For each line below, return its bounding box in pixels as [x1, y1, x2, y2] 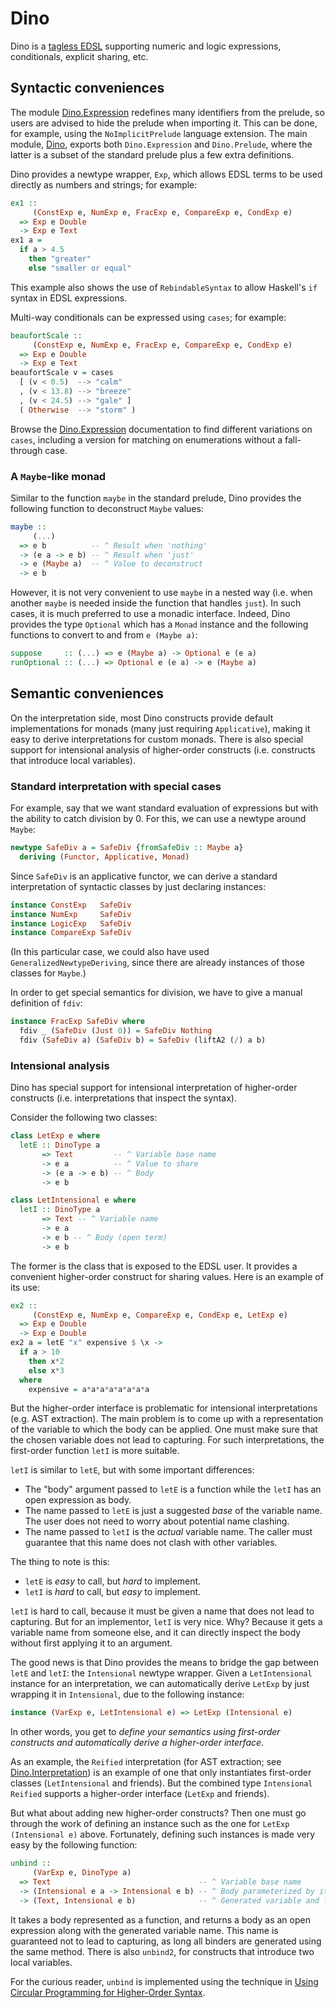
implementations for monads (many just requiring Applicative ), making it [10, 722, 311, 734]
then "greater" [28, 254, 92, 264]
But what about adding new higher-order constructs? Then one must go [10, 1807, 307, 1819]
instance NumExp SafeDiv [10, 909, 132, 919]
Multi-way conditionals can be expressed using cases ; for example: [10, 311, 287, 323]
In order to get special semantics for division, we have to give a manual [10, 987, 303, 999]
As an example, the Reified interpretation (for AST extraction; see [10, 1756, 282, 1768]
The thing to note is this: [10, 1556, 110, 1568]
